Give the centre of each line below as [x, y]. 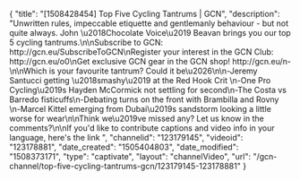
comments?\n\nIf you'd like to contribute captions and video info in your [142, 128]
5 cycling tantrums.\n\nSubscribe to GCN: [86, 42]
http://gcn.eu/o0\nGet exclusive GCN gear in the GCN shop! [120, 61]
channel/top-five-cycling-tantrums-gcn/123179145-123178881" [125, 166]
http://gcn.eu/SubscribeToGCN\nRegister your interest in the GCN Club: [141, 52]
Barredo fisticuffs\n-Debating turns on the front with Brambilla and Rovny [144, 99]
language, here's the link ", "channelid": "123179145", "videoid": [126, 137]
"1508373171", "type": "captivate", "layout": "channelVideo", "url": [130, 156]
